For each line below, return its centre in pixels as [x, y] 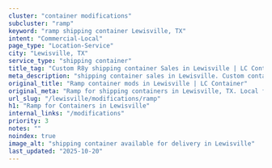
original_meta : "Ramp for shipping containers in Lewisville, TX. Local [134, 91]
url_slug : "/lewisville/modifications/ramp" [85, 99]
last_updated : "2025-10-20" [56, 151]
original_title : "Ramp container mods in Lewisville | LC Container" [128, 83]
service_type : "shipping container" [70, 61]
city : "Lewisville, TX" [49, 53]
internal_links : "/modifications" [67, 114]
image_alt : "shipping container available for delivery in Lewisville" [132, 143]
